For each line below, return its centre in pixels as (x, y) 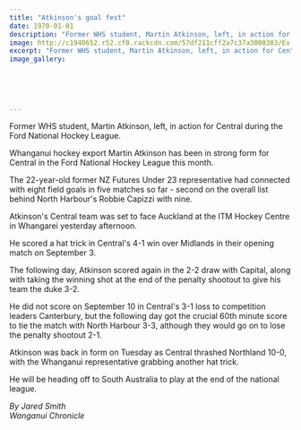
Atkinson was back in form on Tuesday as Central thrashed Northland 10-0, (148, 353)
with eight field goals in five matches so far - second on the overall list (139, 190)
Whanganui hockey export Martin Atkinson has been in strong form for (139, 153)
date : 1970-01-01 (42, 26)
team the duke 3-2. (45, 289)
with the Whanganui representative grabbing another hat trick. (124, 362)
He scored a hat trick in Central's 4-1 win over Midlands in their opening (142, 244)
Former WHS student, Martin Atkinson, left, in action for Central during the (146, 126)
